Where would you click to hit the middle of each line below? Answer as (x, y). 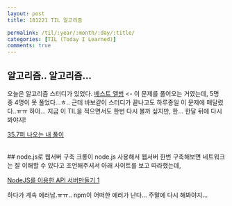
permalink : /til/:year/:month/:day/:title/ (71, 33)
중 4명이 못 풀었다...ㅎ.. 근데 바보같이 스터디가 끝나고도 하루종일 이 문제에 (106, 102)
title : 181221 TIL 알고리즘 (45, 20)
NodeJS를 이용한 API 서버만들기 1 (53, 180)
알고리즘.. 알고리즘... (49, 76)
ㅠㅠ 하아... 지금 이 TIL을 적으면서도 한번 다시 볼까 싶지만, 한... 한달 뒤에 (113, 111)
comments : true (29, 46)
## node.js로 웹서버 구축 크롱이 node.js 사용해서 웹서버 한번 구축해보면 (104, 157)
